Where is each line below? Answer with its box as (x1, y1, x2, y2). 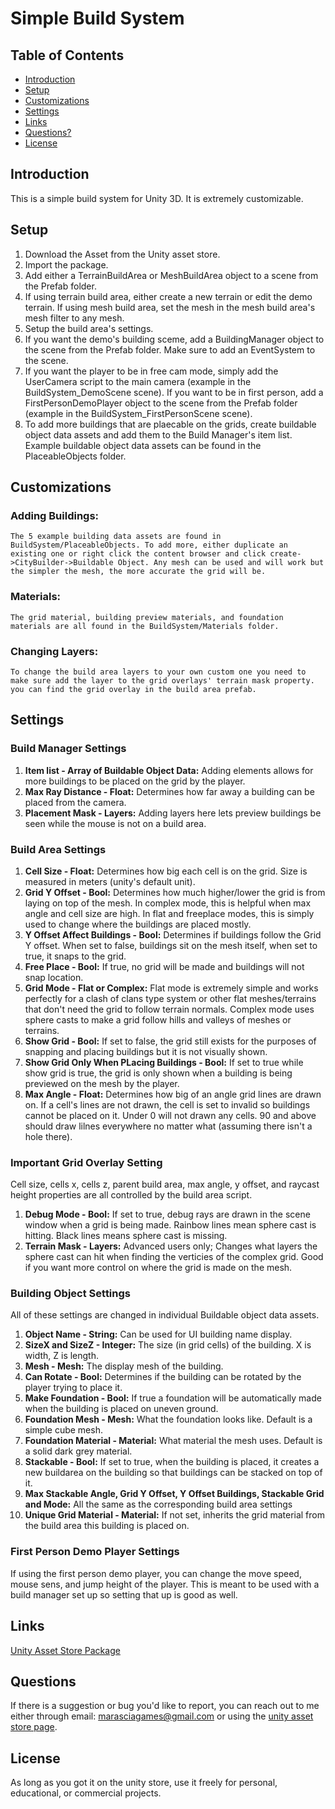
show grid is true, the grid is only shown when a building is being (24, 1067, 293, 1079)
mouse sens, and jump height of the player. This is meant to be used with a (10, 1578, 320, 1590)
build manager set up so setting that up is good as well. (10, 1588, 238, 1601)
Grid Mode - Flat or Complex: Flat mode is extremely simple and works (24, 982, 319, 994)
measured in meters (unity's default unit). (24, 875, 196, 887)
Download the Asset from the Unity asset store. (24, 248, 221, 260)
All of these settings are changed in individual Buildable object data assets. (10, 1309, 320, 1321)
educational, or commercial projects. (10, 1787, 162, 1799)
